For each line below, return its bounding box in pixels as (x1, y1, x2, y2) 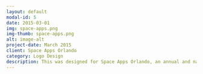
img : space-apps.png (6, 25, 59, 32)
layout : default (6, 8, 47, 15)
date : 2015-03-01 (6, 20, 50, 26)
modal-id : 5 (6, 14, 36, 20)
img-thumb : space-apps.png (6, 31, 74, 37)
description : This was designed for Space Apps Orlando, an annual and (6, 58, 190, 64)
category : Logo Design (6, 53, 63, 59)
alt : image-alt (6, 36, 45, 42)
